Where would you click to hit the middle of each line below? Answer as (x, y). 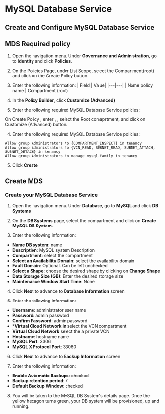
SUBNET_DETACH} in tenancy (33, 152)
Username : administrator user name (49, 310)
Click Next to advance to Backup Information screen (66, 357)
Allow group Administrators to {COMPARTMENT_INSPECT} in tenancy (73, 143)
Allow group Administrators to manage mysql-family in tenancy (71, 156)
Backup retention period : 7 (40, 381)
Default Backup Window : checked (48, 386)
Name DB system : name (37, 245)
